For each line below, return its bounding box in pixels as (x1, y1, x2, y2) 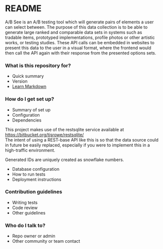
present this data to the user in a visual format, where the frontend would (5, 45, 152, 51)
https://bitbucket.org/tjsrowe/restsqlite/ (5, 132, 84, 138)
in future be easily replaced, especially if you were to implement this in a (5, 142, 150, 148)
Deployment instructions (12, 176, 62, 182)
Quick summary (12, 73, 44, 79)
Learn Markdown (12, 84, 47, 89)
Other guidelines (12, 210, 46, 215)
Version (12, 78, 28, 84)
